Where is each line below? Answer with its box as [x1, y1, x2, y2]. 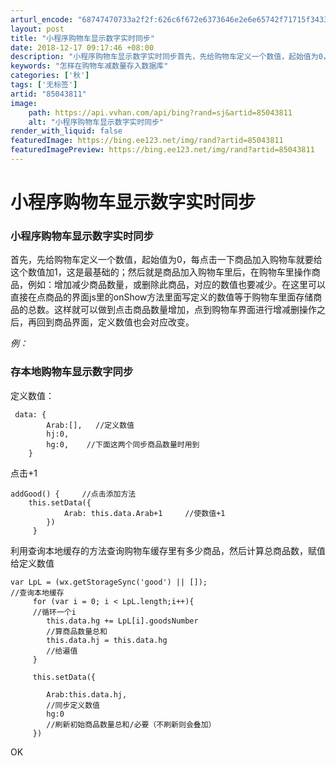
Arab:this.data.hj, [46, 689, 128, 700]
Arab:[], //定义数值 [46, 420, 135, 430]
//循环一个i [32, 607, 77, 617]
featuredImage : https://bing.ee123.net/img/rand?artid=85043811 [10, 136, 284, 146]
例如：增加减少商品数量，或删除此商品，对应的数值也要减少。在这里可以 [27, 279, 326, 291]
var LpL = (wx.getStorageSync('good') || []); [10, 577, 208, 587]
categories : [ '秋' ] [10, 71, 90, 81]
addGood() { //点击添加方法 [10, 489, 137, 499]
